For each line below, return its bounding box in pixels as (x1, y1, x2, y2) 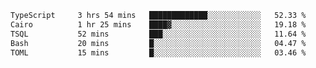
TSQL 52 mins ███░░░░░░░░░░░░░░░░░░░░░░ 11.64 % (10, 29, 307, 39)
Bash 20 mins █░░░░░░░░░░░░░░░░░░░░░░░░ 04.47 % (10, 38, 307, 48)
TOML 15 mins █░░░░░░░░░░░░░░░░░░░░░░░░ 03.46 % (10, 47, 307, 58)
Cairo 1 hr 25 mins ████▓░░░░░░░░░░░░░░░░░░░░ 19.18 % (10, 19, 307, 30)
